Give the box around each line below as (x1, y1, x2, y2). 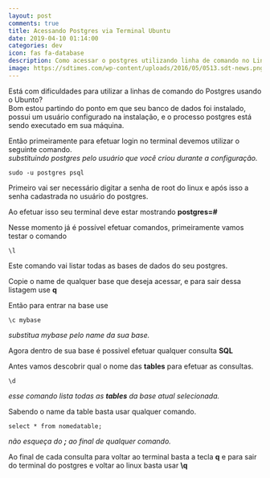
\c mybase (8, 315, 42, 324)
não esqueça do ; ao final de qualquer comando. (8, 436, 171, 446)
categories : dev (8, 42, 63, 50)
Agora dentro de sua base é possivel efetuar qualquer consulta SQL (8, 345, 233, 355)
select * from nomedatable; (8, 422, 103, 431)
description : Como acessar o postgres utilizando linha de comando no (8, 57, 250, 65)
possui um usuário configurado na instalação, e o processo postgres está (8, 112, 252, 122)
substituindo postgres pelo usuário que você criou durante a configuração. (8, 153, 259, 163)
